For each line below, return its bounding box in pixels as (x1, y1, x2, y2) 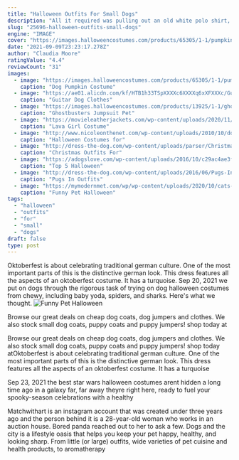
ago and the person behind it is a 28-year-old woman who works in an (7, 414, 213, 423)
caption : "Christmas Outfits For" (20, 149, 122, 156)
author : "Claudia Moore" (7, 50, 81, 58)
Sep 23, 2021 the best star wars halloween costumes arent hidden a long (7, 378, 221, 387)
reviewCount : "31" (7, 63, 62, 70)
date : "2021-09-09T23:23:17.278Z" (7, 43, 110, 50)
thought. (7, 299, 33, 308)
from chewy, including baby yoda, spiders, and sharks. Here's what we (7, 291, 216, 300)
